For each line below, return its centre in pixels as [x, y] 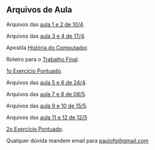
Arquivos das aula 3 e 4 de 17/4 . [46, 36]
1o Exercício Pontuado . [35, 71]
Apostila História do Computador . [47, 47]
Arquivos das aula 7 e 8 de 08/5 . [47, 94]
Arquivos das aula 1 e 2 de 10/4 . [46, 24]
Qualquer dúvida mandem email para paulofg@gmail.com [77, 140]
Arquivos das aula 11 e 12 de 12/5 [47, 117]
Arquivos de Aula [39, 10]
